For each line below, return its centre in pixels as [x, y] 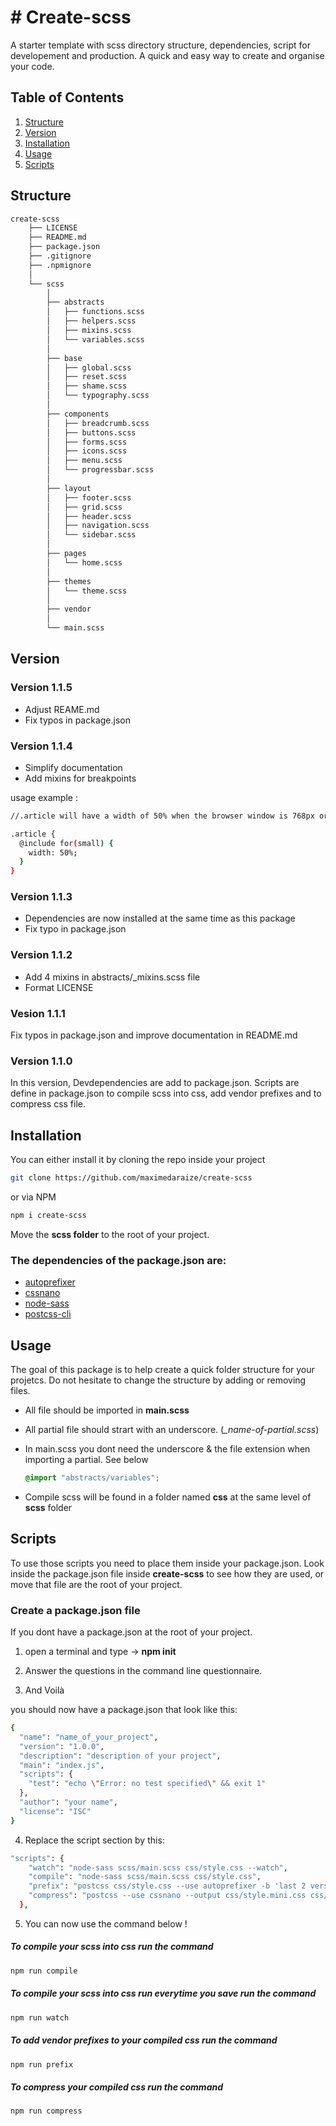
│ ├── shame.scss [87, 386]
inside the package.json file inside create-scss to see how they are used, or [167, 1573]
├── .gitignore [60, 256]
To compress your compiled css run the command [117, 2087]
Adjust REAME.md [62, 709]
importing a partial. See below [86, 1460]
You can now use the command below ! [106, 1923]
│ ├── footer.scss [89, 497]
